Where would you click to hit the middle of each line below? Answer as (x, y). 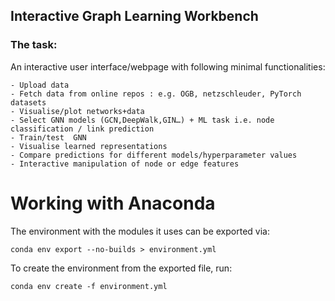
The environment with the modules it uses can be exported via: (140, 231)
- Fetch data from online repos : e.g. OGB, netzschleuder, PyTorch (156, 94)
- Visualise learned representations (89, 146)
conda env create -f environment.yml (89, 286)
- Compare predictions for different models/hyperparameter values (154, 155)
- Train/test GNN (48, 137)
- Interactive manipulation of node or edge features (125, 164)
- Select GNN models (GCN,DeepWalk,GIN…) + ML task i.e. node (142, 120)
